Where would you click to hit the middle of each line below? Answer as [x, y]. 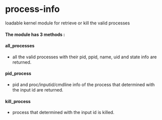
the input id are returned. [38, 90]
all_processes [20, 46]
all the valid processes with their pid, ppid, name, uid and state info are [84, 57]
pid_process [18, 74]
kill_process [18, 101]
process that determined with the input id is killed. [63, 113]
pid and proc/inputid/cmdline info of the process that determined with [83, 84]
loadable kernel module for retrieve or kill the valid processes [68, 23]
